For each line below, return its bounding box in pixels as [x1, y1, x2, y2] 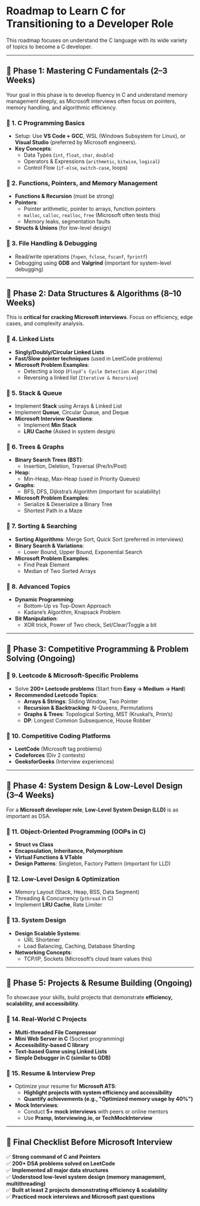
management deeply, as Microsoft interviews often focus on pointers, [6, 97, 177, 105]
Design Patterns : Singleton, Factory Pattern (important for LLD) [14, 860, 171, 867]
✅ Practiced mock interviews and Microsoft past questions [6, 1193, 155, 1200]
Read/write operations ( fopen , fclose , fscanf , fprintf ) [14, 253, 148, 260]
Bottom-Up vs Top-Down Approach [23, 602, 111, 609]
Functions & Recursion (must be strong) [14, 192, 114, 200]
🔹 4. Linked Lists [6, 335, 55, 343]
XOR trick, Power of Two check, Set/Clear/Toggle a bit [23, 621, 157, 628]
